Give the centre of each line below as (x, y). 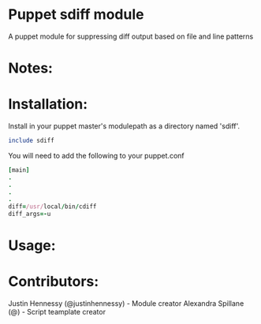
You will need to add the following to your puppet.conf (96, 155)
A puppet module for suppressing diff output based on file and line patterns (131, 36)
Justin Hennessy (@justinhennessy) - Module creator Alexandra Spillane (126, 304)
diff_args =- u (30, 214)
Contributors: (54, 282)
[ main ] (19, 170)
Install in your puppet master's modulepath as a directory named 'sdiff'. (124, 126)
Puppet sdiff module (76, 15)
